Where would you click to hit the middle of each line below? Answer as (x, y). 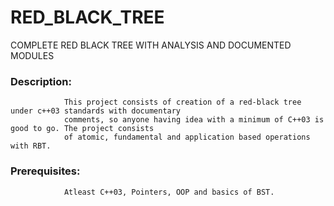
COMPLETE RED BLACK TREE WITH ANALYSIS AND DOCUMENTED (151, 45)
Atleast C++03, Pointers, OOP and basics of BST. (169, 192)
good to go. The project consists (82, 129)
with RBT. (31, 146)
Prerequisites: (45, 171)
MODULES (32, 55)
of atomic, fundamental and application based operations (187, 137)
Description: (41, 81)
